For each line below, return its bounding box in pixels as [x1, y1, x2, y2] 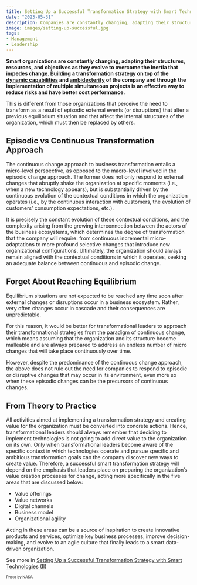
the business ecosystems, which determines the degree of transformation [6, 228, 185, 235]
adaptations [6, 240, 35, 248]
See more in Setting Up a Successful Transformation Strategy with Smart [6, 557, 182, 564]
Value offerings [14, 490, 52, 497]
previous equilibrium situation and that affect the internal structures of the [6, 112, 185, 119]
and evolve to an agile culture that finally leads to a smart [26, 539, 165, 546]
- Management [6, 36, 38, 42]
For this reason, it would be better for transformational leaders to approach [6, 322, 187, 329]
